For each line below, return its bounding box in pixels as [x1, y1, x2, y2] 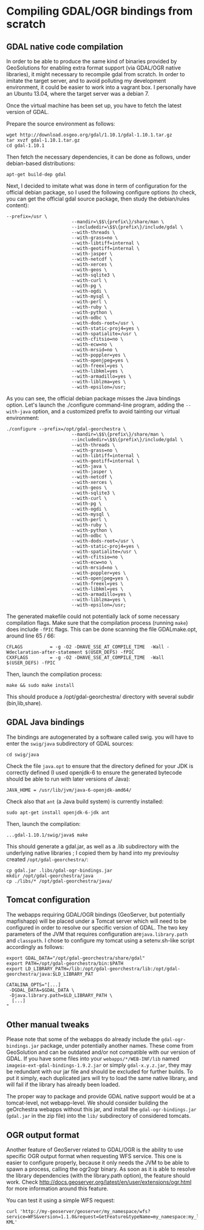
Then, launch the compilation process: [6, 670, 103, 678]
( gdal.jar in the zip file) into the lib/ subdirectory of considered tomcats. [6, 1112, 191, 1120]
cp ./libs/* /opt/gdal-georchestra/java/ [6, 878, 113, 884]
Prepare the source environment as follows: [6, 120, 115, 127]
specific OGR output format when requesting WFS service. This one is [6, 1153, 182, 1160]
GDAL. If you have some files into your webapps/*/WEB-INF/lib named [6, 1055, 180, 1062]
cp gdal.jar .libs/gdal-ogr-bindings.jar [6, 867, 113, 873]
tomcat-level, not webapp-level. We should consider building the [6, 1099, 168, 1107]
